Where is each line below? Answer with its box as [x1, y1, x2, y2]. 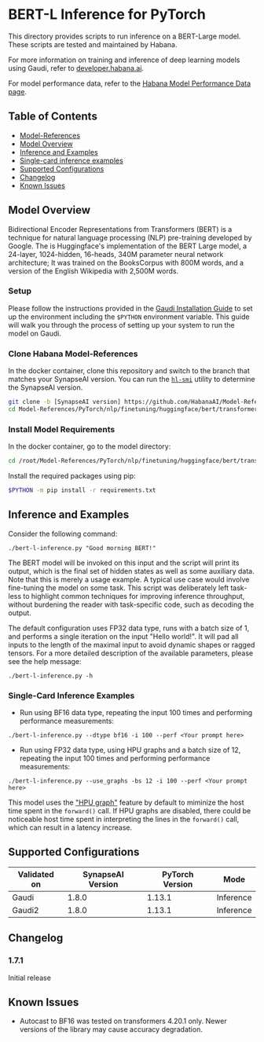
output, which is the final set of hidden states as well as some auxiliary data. [8, 566, 255, 575]
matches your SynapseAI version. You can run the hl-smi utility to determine [8, 375, 255, 384]
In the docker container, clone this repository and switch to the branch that [8, 366, 250, 376]
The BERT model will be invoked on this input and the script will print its [8, 558, 240, 567]
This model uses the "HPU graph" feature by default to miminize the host [8, 798, 245, 807]
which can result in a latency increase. [8, 823, 133, 832]
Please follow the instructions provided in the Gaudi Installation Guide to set [8, 303, 253, 313]
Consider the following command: [8, 529, 118, 538]
